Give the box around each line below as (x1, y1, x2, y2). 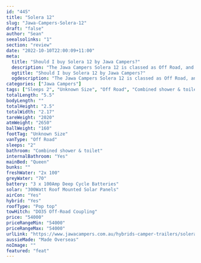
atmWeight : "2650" (6, 120, 52, 126)
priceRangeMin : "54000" (6, 220, 66, 226)
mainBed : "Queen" (6, 159, 50, 165)
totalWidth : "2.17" (6, 109, 55, 115)
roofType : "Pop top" (6, 203, 58, 209)
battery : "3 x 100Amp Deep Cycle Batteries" (6, 181, 119, 187)
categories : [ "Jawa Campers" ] (6, 81, 82, 87)
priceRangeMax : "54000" (6, 225, 66, 231)
